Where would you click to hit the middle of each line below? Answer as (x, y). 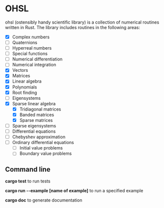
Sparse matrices (36, 120)
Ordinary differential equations (43, 143)
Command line (28, 169)
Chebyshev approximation (39, 137)
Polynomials (25, 87)
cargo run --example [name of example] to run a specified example (74, 191)
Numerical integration (34, 65)
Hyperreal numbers (32, 48)
